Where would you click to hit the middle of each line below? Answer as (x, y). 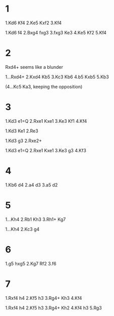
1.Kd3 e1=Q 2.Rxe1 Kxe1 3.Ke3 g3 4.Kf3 (46, 150)
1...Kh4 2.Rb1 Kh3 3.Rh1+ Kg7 (36, 219)
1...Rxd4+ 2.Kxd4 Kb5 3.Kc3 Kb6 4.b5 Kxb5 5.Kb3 (57, 77)
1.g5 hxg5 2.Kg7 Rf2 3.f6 (31, 263)
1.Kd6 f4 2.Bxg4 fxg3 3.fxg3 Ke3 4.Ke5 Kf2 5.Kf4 (56, 32)
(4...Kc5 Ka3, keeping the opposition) (44, 86)
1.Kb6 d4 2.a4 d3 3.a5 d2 (32, 185)
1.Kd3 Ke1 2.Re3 (22, 131)
